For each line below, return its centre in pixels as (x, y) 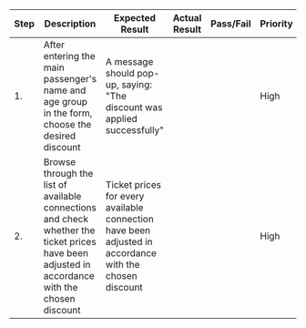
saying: (137, 84)
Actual (187, 18)
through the (68, 174)
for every (125, 196)
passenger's (70, 79)
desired (60, 136)
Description (70, 24)
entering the (69, 56)
